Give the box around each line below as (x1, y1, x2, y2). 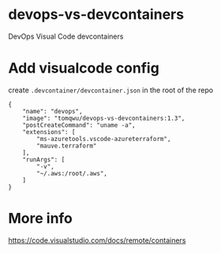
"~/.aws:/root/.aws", (36, 169, 108, 177)
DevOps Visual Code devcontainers (8, 32, 124, 41)
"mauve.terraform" (36, 142, 97, 150)
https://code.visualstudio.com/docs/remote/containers (8, 235, 186, 245)
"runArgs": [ (22, 155, 66, 163)
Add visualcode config (8, 59, 159, 77)
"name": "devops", (22, 107, 83, 115)
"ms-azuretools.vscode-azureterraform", (36, 135, 171, 143)
